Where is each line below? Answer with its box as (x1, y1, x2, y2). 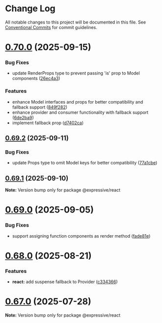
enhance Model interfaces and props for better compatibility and (12, 99, 143, 105)
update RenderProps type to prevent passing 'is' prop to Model (12, 70, 140, 76)
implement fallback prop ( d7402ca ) (12, 120, 84, 126)
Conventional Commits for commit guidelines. (5, 24, 97, 30)
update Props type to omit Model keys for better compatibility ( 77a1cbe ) (12, 160, 158, 166)
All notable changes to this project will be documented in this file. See (5, 19, 146, 25)
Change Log (5, 3, 55, 14)
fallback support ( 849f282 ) (12, 104, 68, 110)
